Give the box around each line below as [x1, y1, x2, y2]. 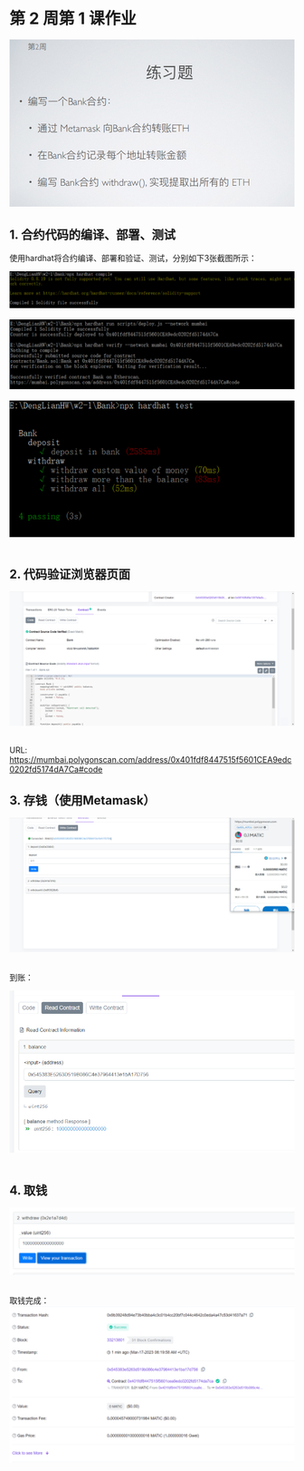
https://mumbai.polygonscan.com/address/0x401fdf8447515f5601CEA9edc [9, 755, 292, 765]
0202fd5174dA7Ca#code [9, 764, 103, 775]
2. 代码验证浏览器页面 [9, 567, 131, 582]
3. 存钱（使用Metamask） [9, 793, 156, 808]
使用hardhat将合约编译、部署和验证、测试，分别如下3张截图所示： [9, 252, 258, 263]
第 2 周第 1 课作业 [9, 8, 138, 29]
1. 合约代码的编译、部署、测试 [9, 227, 176, 242]
